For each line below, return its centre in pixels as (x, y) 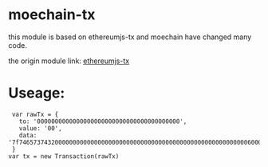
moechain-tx (52, 15)
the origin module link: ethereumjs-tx (69, 61)
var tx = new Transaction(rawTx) (64, 156)
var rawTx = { (35, 114)
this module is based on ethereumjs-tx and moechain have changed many (130, 37)
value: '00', (40, 128)
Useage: (37, 93)
